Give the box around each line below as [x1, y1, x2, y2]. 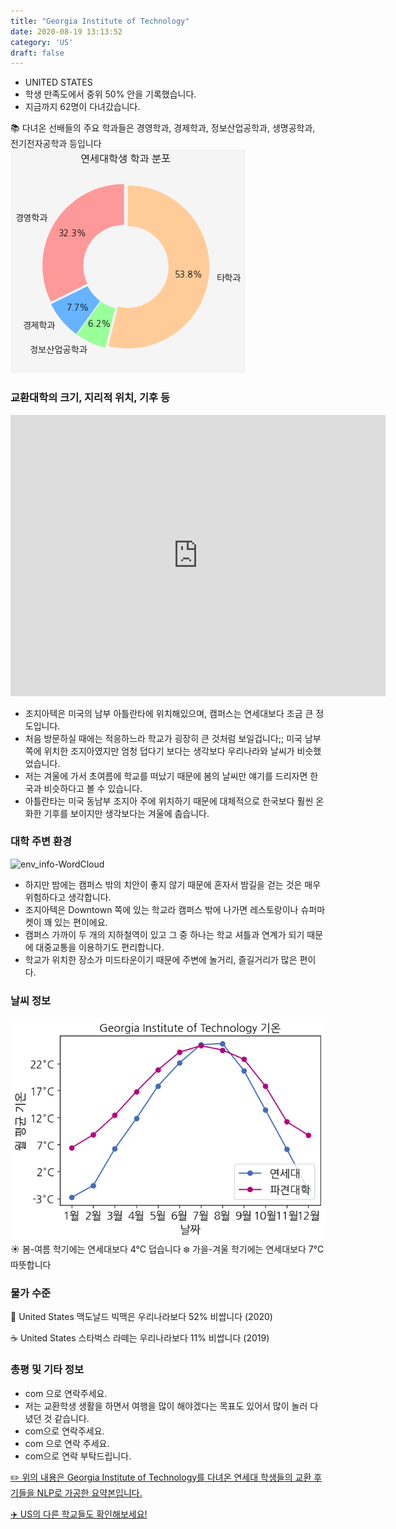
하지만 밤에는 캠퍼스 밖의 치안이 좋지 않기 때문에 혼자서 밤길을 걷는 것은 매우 [24, 878, 322, 890]
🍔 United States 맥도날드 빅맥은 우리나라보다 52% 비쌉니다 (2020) [10, 1311, 273, 1323]
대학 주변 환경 [10, 835, 73, 849]
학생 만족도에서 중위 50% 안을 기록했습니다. [24, 88, 197, 100]
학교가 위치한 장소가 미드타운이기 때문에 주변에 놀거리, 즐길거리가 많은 [24, 953, 298, 965]
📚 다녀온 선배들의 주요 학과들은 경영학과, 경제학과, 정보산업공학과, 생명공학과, [10, 122, 316, 134]
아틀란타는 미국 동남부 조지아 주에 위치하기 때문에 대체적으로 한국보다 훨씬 [24, 795, 314, 807]
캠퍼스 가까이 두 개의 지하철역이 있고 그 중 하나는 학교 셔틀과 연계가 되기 [24, 928, 305, 940]
